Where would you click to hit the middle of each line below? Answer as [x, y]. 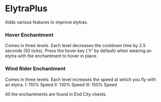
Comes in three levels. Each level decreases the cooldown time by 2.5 [75, 46]
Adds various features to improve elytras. [47, 22]
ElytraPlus [26, 9]
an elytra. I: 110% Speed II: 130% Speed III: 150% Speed [61, 84]
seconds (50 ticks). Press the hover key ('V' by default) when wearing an [79, 51]
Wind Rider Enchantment [35, 69]
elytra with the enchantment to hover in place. [51, 56]
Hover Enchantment [29, 35]
